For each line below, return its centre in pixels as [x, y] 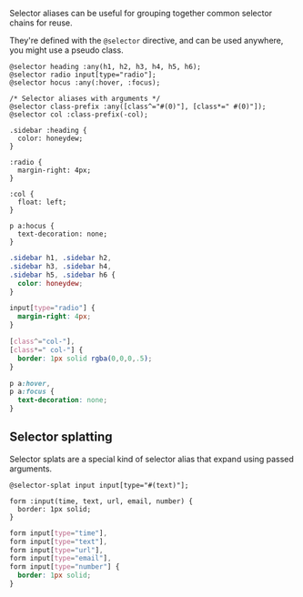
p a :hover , [30, 383]
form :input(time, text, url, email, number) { [101, 501]
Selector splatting [61, 437]
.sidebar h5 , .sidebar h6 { [63, 275]
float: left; [42, 202]
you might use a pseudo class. [67, 50]
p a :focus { [32, 392]
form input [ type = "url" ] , [56, 550]
